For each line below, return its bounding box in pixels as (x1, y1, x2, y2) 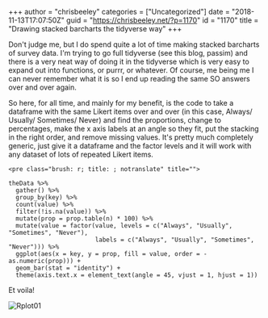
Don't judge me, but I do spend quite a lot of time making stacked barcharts (8, 40, 260, 49)
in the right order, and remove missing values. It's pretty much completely (8, 132, 254, 142)
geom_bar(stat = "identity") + (15, 264, 121, 272)
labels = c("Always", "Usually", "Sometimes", (94, 236, 254, 244)
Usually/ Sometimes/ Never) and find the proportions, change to (8, 115, 222, 124)
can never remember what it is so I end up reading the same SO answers (8, 74, 250, 83)
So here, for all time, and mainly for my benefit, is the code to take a (8, 98, 234, 107)
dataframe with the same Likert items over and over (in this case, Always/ (8, 107, 253, 116)
